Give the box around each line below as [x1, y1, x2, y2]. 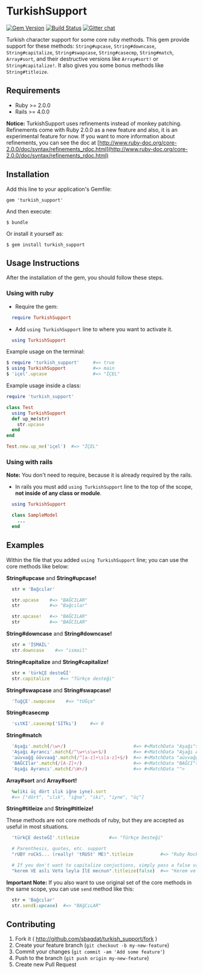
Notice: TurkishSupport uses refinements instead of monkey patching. [6, 120, 182, 127]
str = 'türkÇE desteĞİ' [11, 669, 71, 676]
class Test [6, 404, 34, 410]
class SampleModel [11, 512, 59, 518]
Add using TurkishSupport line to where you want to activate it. [14, 325, 173, 333]
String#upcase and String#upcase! [6, 574, 97, 581]
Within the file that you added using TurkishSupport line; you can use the [6, 556, 188, 563]
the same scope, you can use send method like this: [6, 885, 134, 892]
